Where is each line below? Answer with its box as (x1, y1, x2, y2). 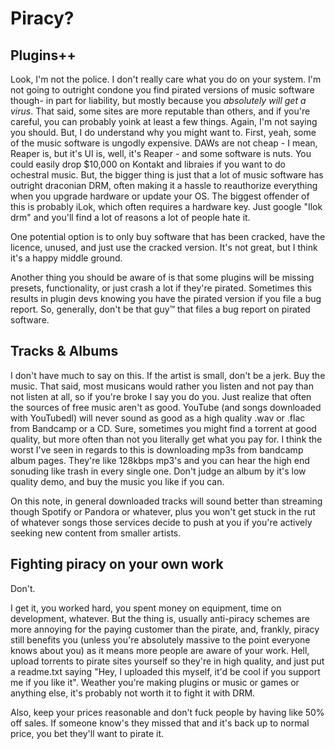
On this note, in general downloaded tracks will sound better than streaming (10, 495, 323, 507)
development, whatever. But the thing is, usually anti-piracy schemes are (10, 612, 310, 624)
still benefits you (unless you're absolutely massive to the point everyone (10, 633, 311, 646)
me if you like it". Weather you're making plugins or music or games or (10, 676, 300, 688)
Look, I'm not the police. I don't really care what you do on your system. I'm (10, 73, 322, 85)
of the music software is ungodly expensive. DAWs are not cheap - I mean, (10, 137, 318, 149)
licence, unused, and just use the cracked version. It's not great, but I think (10, 242, 318, 253)
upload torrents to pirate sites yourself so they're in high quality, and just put (10, 655, 325, 667)
